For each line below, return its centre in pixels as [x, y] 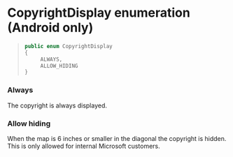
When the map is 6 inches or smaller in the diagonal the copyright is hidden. [117, 138]
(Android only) [50, 28]
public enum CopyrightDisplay [69, 46]
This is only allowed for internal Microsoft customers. [84, 146]
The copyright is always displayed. [57, 105]
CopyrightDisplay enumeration [99, 13]
